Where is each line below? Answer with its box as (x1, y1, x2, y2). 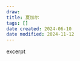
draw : (6, 8, 20, 15)
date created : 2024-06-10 (6, 25, 72, 32)
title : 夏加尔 (6, 14, 39, 21)
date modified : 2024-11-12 (6, 31, 75, 37)
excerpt (6, 48, 25, 55)
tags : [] (6, 20, 28, 26)
